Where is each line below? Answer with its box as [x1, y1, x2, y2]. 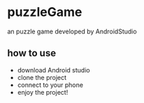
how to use [7, 47, 57, 59]
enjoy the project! [17, 88, 69, 96]
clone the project [17, 73, 67, 81]
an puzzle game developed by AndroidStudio [7, 27, 138, 35]
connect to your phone [17, 81, 84, 89]
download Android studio [17, 65, 90, 74]
